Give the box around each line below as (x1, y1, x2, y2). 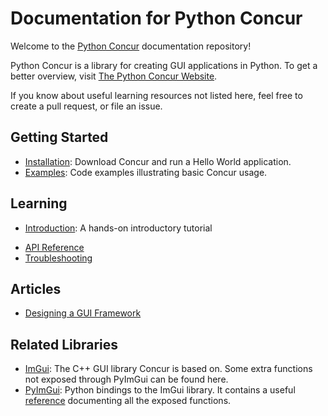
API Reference (24, 241, 85, 253)
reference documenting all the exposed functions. (24, 395, 232, 407)
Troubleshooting (24, 252, 93, 264)
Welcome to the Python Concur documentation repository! (10, 40, 252, 52)
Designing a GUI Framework (24, 307, 142, 319)
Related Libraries (10, 336, 118, 353)
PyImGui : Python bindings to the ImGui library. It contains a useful (24, 384, 296, 396)
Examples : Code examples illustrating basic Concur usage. (24, 166, 268, 178)
